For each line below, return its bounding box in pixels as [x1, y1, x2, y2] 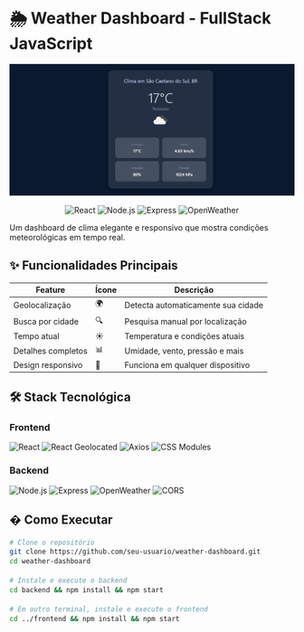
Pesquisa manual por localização [124, 316, 247, 327]
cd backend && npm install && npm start [9, 585, 165, 594]
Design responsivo [13, 360, 83, 371]
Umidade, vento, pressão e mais [124, 345, 244, 356]
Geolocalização [13, 299, 71, 310]
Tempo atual [13, 330, 61, 341]
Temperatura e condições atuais [124, 330, 245, 341]
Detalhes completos [13, 345, 88, 356]
